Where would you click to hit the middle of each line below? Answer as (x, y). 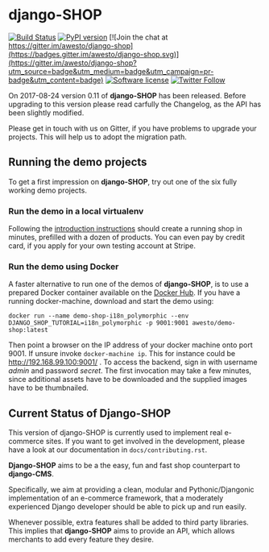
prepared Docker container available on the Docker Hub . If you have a (124, 293)
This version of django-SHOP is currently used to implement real (116, 433)
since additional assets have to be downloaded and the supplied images (128, 380)
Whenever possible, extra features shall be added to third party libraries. (129, 522)
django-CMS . (31, 474)
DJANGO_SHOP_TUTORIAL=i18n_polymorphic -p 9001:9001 (99, 323)
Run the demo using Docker (64, 266)
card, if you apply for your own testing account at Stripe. (102, 246)
